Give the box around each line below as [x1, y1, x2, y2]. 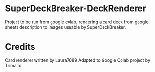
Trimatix [5, 62, 21, 68]
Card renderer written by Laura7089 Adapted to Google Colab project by [5, 57, 151, 63]
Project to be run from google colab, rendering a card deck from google [5, 19, 149, 25]
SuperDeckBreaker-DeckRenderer [5, 3, 147, 14]
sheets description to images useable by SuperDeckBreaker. [5, 24, 126, 30]
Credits [5, 41, 35, 53]
